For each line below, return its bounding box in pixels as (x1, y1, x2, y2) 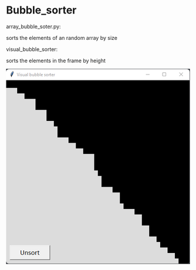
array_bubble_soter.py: (6, 23, 61, 30)
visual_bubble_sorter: (6, 45, 58, 53)
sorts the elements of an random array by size (6, 34, 117, 41)
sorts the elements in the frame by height (6, 57, 106, 64)
